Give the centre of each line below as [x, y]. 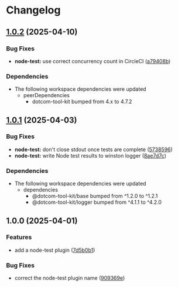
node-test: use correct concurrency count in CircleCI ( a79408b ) [93, 61]
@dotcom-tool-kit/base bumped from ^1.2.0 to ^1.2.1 [95, 196]
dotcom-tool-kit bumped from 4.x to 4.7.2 [82, 102]
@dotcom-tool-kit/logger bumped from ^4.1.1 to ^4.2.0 [97, 202]
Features [19, 237]
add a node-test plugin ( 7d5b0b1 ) [55, 250]
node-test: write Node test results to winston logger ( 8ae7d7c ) [90, 155]
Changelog [33, 10]
